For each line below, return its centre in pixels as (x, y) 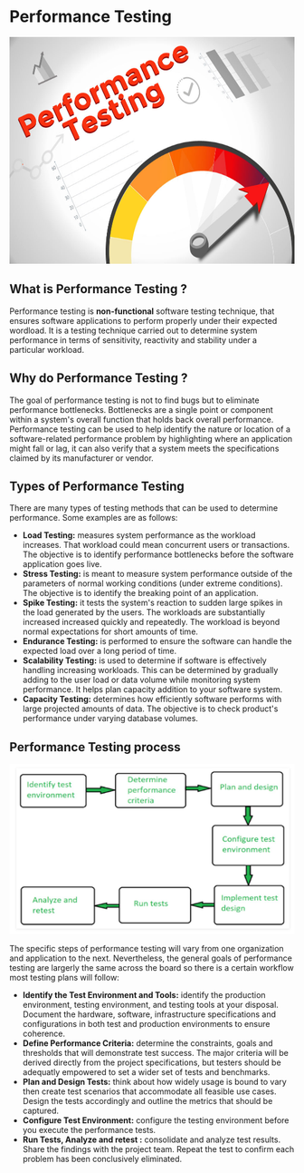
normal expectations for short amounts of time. (110, 631)
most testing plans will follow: (64, 978)
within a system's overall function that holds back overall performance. (142, 419)
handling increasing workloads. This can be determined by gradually (150, 670)
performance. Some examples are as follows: (94, 518)
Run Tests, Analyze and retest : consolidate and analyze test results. (152, 1139)
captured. (41, 1111)
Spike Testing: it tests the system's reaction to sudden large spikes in (152, 603)
